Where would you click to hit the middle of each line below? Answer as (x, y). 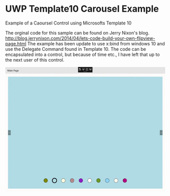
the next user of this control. (35, 60)
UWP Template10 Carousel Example (82, 9)
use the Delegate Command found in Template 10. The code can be (76, 49)
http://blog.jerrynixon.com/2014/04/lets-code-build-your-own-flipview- (80, 38)
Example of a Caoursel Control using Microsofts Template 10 (69, 23)
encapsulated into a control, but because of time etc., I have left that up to (82, 54)
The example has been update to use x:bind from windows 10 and (96, 43)
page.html (16, 43)
